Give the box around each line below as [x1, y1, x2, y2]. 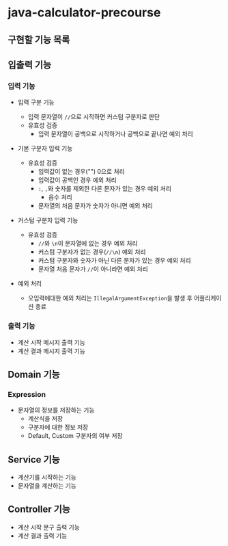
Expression [8, 389, 46, 399]
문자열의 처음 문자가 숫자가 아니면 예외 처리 [38, 202, 153, 210]
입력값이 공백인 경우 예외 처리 [38, 176, 117, 184]
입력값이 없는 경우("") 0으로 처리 [38, 168, 125, 176]
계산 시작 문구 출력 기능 [17, 523, 81, 531]
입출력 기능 [8, 59, 52, 70]
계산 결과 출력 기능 [17, 532, 68, 540]
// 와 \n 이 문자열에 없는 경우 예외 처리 [38, 239, 139, 248]
